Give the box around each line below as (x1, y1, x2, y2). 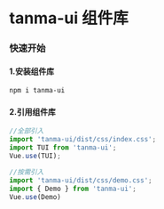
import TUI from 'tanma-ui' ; (9, 143, 117, 152)
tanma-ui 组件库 (9, 8, 129, 28)
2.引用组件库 (9, 106, 56, 117)
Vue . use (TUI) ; (9, 152, 62, 161)
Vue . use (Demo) (9, 192, 62, 201)
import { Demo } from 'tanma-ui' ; (9, 184, 137, 193)
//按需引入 (9, 167, 44, 176)
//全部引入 (9, 126, 44, 136)
